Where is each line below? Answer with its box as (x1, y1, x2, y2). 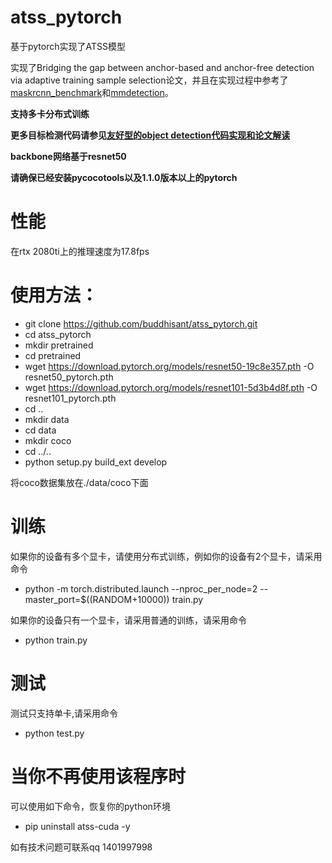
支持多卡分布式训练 (10, 107, 90, 120)
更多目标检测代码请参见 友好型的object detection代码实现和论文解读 (10, 129, 291, 141)
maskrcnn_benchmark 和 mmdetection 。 (10, 86, 174, 98)
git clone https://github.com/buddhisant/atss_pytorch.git (24, 317, 258, 330)
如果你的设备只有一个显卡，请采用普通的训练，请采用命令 (10, 614, 247, 626)
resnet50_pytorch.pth (24, 371, 114, 383)
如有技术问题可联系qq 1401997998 (10, 841, 153, 853)
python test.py (24, 727, 85, 739)
